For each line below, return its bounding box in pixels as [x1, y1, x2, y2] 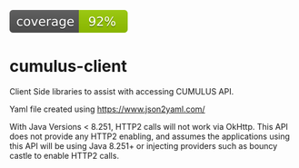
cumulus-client [9, 56, 127, 77]
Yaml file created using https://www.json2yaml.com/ [9, 104, 206, 114]
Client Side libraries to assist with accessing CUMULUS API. [9, 85, 234, 96]
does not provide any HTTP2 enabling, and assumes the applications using [9, 131, 291, 142]
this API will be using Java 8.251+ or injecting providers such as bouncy [9, 140, 278, 151]
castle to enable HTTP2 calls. [9, 150, 120, 161]
